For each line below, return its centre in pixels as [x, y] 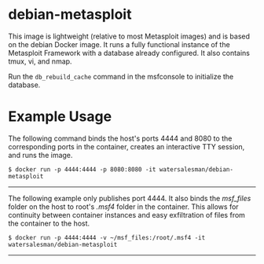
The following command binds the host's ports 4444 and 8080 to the [120, 138]
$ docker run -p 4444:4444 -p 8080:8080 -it [82, 169]
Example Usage [60, 117]
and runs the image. [40, 155]
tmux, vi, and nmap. [40, 61]
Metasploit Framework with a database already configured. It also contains [129, 53]
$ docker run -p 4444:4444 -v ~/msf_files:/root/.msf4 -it [107, 237]
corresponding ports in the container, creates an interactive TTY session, [126, 146]
